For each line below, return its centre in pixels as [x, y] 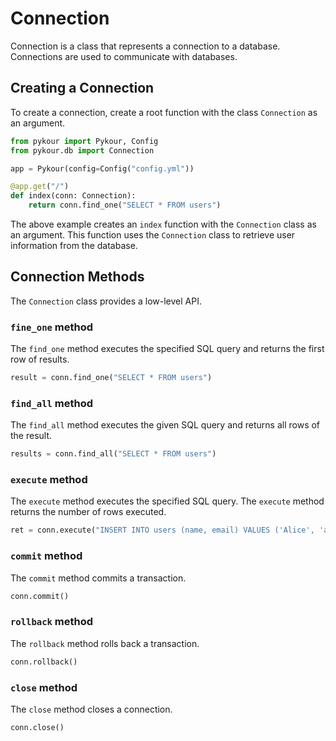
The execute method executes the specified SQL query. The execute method [167, 501]
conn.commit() [40, 596]
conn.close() [37, 727]
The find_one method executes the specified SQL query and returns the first [167, 349]
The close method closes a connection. [91, 709]
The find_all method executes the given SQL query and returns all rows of [165, 425]
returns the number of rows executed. [88, 512]
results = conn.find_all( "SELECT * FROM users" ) [113, 454]
